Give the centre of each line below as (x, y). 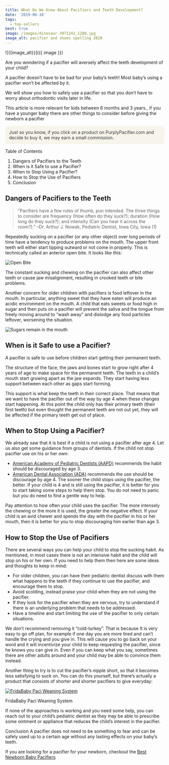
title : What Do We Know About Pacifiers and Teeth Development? (74, 10)
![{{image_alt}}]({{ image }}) (34, 52)
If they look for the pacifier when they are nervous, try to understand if (86, 603)
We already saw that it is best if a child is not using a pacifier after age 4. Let (84, 443)
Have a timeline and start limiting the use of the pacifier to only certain (86, 613)
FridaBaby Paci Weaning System (39, 701)
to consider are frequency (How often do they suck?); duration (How (89, 216)
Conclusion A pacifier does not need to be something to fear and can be (80, 731)
